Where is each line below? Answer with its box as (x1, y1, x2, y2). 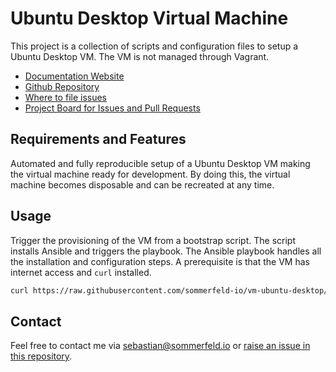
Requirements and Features (10, 131, 187, 148)
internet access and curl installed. (10, 266, 152, 278)
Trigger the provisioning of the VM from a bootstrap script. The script (10, 234, 296, 246)
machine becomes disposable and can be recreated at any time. (10, 178, 275, 191)
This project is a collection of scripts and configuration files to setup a (10, 40, 299, 52)
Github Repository (24, 80, 100, 92)
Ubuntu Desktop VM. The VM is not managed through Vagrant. (10, 50, 270, 62)
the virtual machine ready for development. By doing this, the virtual (10, 168, 291, 180)
